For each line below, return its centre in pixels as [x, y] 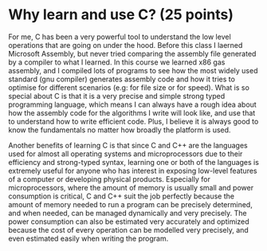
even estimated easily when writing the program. [88, 238]
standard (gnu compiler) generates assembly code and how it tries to [122, 79]
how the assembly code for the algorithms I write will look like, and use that [132, 112]
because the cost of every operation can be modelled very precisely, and [128, 229]
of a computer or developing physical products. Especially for [110, 179]
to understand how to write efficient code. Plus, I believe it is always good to [133, 121]
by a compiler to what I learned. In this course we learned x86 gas [117, 62]
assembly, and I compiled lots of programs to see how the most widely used [133, 70]
